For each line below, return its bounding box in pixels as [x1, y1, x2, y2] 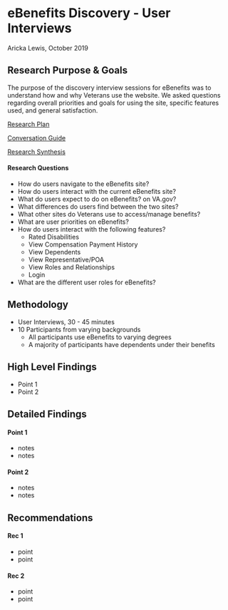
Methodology [7, 299, 69, 311]
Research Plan [7, 120, 50, 128]
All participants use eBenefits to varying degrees [28, 333, 172, 341]
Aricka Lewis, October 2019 [7, 43, 89, 52]
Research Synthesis [7, 148, 66, 156]
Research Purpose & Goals [7, 64, 128, 76]
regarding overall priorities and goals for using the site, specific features [7, 98, 219, 107]
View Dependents [28, 247, 81, 256]
